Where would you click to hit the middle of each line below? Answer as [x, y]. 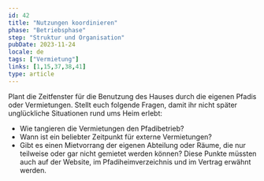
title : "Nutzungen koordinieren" [63, 23]
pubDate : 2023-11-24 [42, 45]
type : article [32, 74]
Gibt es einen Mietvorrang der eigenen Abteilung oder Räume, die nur [133, 145]
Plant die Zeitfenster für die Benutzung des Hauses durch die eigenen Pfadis [132, 96]
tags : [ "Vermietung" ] [44, 60]
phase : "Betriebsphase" [47, 30]
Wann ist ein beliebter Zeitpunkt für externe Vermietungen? [116, 137]
